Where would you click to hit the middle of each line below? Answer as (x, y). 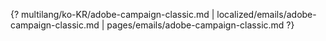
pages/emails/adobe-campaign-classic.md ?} (200, 25)
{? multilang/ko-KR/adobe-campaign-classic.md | (112, 14)
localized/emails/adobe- (266, 14)
